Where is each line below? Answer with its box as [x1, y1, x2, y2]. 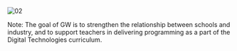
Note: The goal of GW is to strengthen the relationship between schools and [7, 21, 231, 28]
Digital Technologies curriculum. [7, 35, 102, 44]
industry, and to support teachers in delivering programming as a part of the [7, 28, 231, 36]
